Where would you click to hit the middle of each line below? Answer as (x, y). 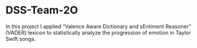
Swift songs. (21, 39)
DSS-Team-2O (42, 10)
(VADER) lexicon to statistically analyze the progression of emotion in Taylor (98, 32)
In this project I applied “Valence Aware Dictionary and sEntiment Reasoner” (98, 26)
